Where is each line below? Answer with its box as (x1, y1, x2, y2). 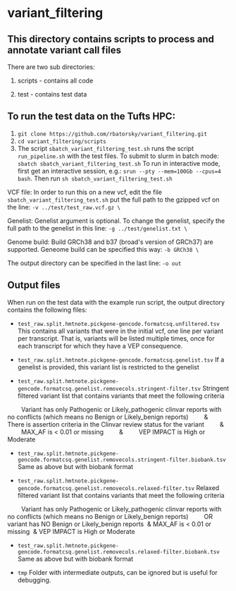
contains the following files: (7, 305, 87, 314)
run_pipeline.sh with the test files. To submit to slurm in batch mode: (17, 152, 220, 160)
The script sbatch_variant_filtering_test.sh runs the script (17, 144, 194, 152)
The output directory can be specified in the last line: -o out (7, 259, 182, 267)
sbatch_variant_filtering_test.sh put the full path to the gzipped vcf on (7, 195, 220, 204)
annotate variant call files (7, 44, 122, 56)
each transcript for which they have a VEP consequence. (17, 341, 183, 350)
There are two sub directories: (7, 63, 95, 71)
